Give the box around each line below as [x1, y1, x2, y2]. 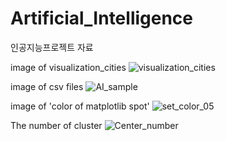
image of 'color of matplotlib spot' [10, 100, 150, 112]
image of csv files [10, 80, 84, 92]
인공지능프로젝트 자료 [10, 41, 94, 53]
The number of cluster [10, 119, 103, 131]
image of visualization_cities [10, 61, 127, 73]
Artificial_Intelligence [10, 7, 194, 30]
